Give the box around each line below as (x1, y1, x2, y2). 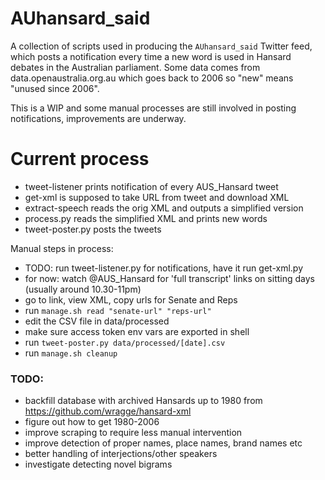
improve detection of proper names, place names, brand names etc (24, 437, 303, 449)
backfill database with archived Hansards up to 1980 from (24, 395, 263, 407)
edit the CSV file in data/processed (24, 315, 170, 327)
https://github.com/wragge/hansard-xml (24, 405, 192, 417)
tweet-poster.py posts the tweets (24, 223, 162, 235)
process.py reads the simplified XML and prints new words (24, 212, 268, 224)
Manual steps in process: (10, 242, 114, 254)
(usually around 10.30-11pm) (24, 283, 142, 295)
